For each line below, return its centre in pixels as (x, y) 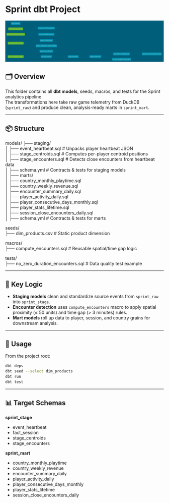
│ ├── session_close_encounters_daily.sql (49, 213)
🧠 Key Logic (24, 284)
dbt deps (14, 366)
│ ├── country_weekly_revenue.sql (42, 186)
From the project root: (28, 356)
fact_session (25, 433)
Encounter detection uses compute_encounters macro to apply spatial (84, 307)
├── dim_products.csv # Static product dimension (58, 234)
